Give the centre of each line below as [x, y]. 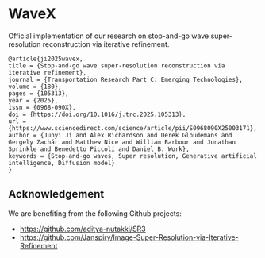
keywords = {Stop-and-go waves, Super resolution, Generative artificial [133, 156]
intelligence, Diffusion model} [61, 163]
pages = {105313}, [38, 93]
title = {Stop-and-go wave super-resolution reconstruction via [117, 65]
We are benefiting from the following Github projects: [95, 213]
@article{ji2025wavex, [46, 59]
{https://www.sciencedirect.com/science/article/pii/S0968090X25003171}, [133, 128]
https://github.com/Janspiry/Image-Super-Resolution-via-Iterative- [129, 237]
